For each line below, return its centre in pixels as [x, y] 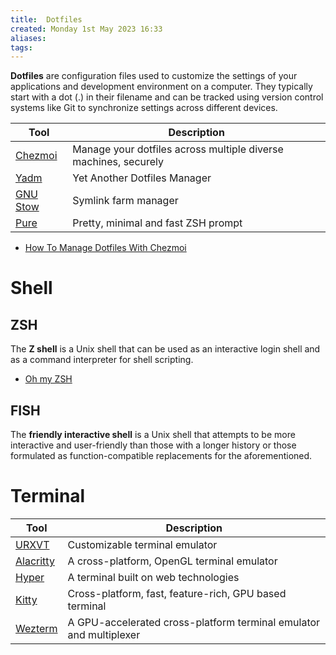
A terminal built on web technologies [153, 577]
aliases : [28, 38]
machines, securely [118, 162]
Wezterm [36, 628]
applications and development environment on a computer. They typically [161, 87]
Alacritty [35, 561]
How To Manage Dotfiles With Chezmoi [105, 248]
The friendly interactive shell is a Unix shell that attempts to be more [153, 435]
